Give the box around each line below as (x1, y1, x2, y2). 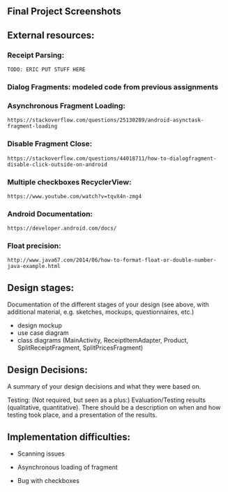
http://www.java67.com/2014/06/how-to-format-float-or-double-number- (7, 257, 217, 264)
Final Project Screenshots (7, 6, 121, 17)
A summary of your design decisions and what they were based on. (7, 382, 202, 391)
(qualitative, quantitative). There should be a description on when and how (7, 403, 221, 412)
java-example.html (7, 263, 61, 270)
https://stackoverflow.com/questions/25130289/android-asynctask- (7, 117, 204, 124)
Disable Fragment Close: (7, 139, 93, 149)
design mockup (17, 321, 63, 330)
